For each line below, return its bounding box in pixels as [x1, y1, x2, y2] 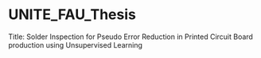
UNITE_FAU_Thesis [8, 6, 137, 24]
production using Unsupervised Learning [8, 40, 143, 49]
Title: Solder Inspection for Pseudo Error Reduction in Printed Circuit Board [8, 32, 253, 41]
